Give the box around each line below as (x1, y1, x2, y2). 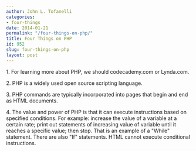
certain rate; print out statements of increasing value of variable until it (6, 121, 177, 128)
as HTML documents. (6, 97, 58, 104)
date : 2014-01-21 (6, 25, 49, 31)
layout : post (6, 52, 38, 58)
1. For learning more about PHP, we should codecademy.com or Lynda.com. (6, 68, 190, 75)
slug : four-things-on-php (6, 47, 69, 53)
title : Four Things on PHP (6, 36, 72, 42)
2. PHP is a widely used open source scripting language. (6, 80, 143, 87)
